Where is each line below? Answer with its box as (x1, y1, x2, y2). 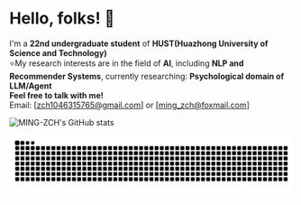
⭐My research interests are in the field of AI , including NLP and (9, 58, 244, 69)
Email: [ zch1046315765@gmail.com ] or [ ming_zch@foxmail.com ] (9, 99, 251, 110)
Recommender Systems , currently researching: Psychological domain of (9, 70, 285, 81)
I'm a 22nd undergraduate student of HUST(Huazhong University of (9, 38, 269, 49)
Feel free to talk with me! (9, 89, 104, 100)
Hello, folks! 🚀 (9, 8, 115, 29)
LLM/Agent (9, 80, 52, 91)
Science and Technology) (9, 47, 107, 58)
